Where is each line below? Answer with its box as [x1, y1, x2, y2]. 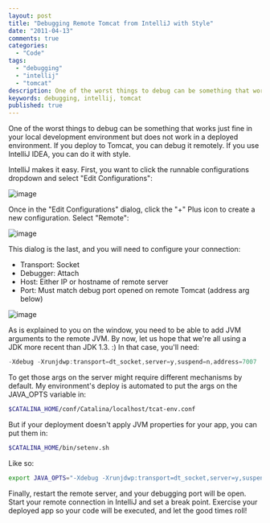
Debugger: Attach [19, 269, 80, 278]
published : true [8, 101, 63, 109]
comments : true [8, 34, 59, 43]
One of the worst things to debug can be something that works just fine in [8, 124, 253, 134]
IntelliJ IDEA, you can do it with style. [8, 150, 131, 159]
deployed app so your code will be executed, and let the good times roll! [8, 505, 247, 515]
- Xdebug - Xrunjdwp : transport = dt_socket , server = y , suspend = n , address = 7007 [8, 358, 257, 366]
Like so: [8, 458, 35, 467]
